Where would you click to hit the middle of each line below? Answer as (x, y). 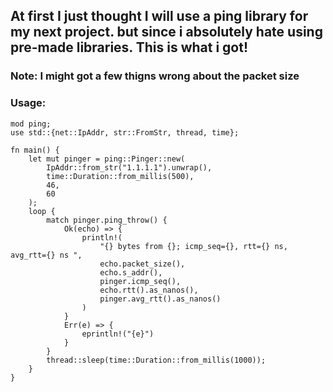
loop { (42, 211)
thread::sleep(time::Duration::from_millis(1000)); (156, 360)
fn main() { (35, 150)
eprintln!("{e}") (118, 334)
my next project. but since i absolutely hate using (166, 32)
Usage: (28, 103)
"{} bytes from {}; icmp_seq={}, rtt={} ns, (193, 246)
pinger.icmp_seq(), (140, 281)
